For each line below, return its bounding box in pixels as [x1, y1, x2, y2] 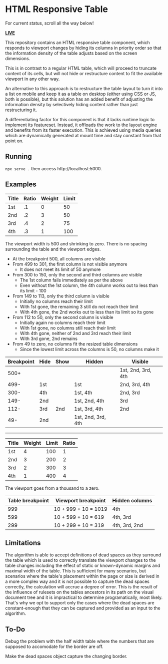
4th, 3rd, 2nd [112, 522, 143, 529]
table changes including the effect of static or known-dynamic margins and [5, 562, 160, 569]
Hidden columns [112, 497, 152, 504]
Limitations [5, 538, 41, 547]
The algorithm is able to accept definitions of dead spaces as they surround [5, 552, 161, 558]
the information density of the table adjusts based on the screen [5, 50, 137, 56]
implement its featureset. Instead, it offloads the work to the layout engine [5, 122, 157, 128]
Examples [5, 180, 36, 189]
